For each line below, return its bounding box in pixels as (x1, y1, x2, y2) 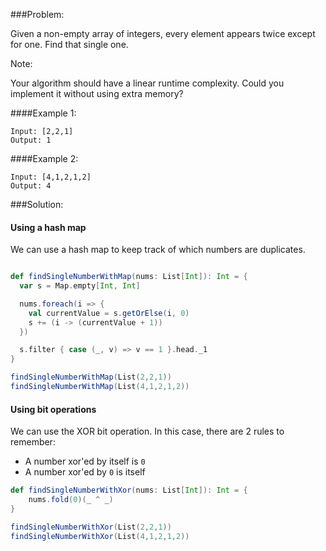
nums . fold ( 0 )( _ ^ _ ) (28, 495, 114, 505)
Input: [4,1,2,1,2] (10, 172, 92, 182)
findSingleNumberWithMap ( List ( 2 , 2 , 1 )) (10, 372, 172, 383)
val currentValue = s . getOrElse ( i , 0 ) (28, 308, 190, 318)
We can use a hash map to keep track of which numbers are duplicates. (10, 244, 306, 256)
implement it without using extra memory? (10, 88, 184, 99)
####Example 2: (10, 153, 79, 164)
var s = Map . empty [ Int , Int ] (19, 281, 141, 291)
